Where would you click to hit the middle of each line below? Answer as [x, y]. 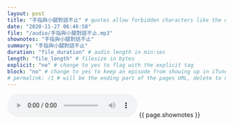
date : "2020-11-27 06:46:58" [49, 26]
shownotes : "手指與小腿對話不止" [51, 39]
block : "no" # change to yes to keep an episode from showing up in [108, 71]
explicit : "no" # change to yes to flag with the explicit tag [101, 65]
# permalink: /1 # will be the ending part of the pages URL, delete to [114, 78]
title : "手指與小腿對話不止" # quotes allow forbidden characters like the [114, 20]
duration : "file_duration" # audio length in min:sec [87, 53]
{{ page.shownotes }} [169, 115]
